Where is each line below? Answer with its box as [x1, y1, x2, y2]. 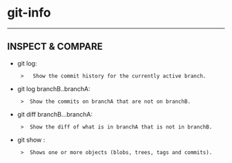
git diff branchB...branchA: [17, 110, 93, 118]
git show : [17, 135, 46, 144]
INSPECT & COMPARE [7, 41, 103, 52]
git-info [7, 5, 51, 21]
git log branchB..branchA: [17, 84, 91, 93]
